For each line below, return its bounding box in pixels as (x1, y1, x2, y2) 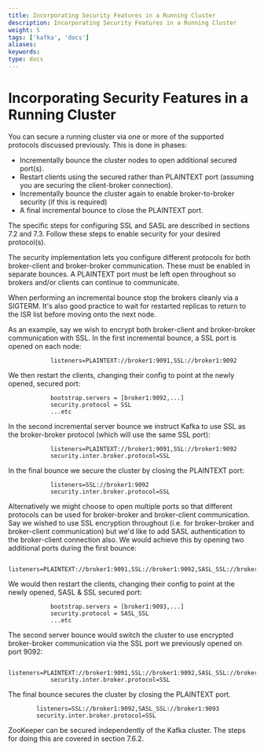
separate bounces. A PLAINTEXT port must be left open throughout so (8, 269, 236, 279)
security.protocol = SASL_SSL (49, 610, 149, 617)
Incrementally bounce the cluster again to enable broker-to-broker (19, 189, 235, 198)
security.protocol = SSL (49, 401, 132, 408)
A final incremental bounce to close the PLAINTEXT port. (19, 205, 203, 214)
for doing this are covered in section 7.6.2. (8, 734, 145, 743)
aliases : (8, 41, 37, 49)
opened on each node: (8, 341, 82, 350)
